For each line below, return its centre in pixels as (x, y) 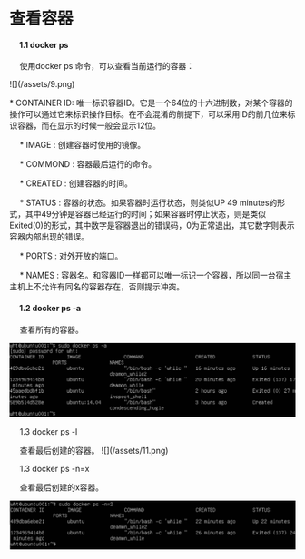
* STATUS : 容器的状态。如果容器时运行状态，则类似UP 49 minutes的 (148, 203)
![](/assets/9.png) (42, 84)
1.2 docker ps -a (50, 308)
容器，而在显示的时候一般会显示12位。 (89, 126)
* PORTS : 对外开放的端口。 (71, 256)
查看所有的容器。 (51, 329)
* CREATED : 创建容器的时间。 (76, 183)
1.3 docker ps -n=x (54, 469)
